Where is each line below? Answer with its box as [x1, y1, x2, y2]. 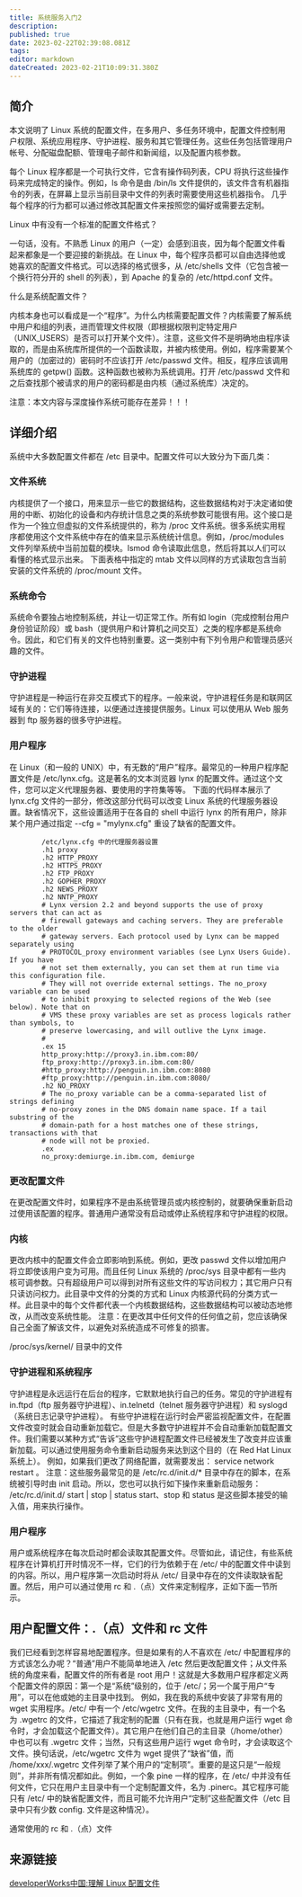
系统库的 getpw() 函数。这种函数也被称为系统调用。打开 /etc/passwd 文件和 [9, 366, 290, 377]
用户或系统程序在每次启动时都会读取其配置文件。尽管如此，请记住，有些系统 [9, 1547, 293, 1558]
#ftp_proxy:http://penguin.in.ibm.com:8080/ [41, 1073, 211, 1082]
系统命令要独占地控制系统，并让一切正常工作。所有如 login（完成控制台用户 [9, 612, 289, 623]
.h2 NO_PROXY [41, 1081, 91, 1091]
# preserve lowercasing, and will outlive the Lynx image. [41, 1026, 268, 1035]
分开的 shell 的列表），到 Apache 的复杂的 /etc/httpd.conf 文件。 [40, 272, 279, 282]
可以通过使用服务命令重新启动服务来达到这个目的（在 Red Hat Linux [40, 1444, 292, 1455]
